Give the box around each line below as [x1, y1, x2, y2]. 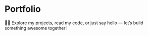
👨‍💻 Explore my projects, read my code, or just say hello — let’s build [4, 20, 144, 26]
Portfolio [4, 3, 41, 15]
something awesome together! [4, 25, 67, 31]
